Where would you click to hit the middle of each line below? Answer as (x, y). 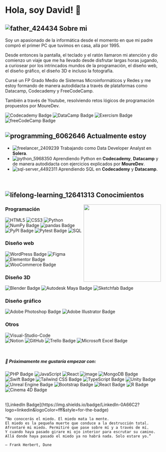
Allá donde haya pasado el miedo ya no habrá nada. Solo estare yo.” (78, 436)
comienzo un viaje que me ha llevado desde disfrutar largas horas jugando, (82, 60)
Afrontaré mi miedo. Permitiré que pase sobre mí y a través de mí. (77, 427)
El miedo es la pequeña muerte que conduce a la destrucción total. (77, 423)
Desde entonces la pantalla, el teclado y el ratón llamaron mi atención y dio (82, 55)
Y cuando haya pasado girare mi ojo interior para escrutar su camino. (80, 432)
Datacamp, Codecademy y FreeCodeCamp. (49, 91)
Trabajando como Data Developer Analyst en (106, 148)
